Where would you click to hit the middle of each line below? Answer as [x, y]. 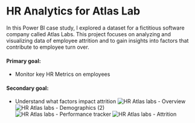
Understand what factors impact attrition [66, 101]
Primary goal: [24, 61]
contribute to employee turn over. [48, 47]
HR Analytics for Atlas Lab [73, 11]
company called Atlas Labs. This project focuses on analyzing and [88, 34]
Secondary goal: [27, 88]
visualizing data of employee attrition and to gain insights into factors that [97, 40]
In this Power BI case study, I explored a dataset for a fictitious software [96, 28]
